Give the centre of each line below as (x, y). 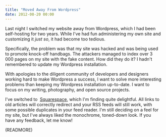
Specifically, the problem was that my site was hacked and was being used (82, 48)
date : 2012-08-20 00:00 (30, 14)
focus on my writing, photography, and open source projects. (68, 90)
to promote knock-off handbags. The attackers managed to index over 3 (79, 54)
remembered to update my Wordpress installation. (56, 64)
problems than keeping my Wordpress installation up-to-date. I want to (77, 84)
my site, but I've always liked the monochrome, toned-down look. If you (78, 115)
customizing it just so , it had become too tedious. (55, 39)
